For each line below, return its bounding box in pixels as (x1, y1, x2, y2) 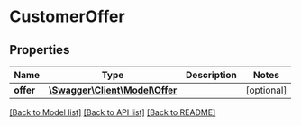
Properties (9, 42, 70, 58)
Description (186, 69, 237, 81)
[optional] (245, 84, 287, 96)
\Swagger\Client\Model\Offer (48, 84, 178, 96)
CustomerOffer (9, 6, 125, 27)
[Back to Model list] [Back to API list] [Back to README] (9, 107, 216, 118)
